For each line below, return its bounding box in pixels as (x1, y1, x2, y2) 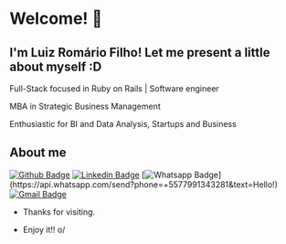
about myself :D (9, 58, 102, 74)
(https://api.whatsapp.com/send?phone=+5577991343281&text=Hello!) (9, 178, 279, 190)
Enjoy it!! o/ (22, 224, 66, 235)
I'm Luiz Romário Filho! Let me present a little (9, 45, 270, 60)
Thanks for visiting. (22, 206, 96, 217)
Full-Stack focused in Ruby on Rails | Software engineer (9, 83, 219, 94)
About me (9, 145, 67, 161)
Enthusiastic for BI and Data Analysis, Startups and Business (9, 119, 238, 129)
